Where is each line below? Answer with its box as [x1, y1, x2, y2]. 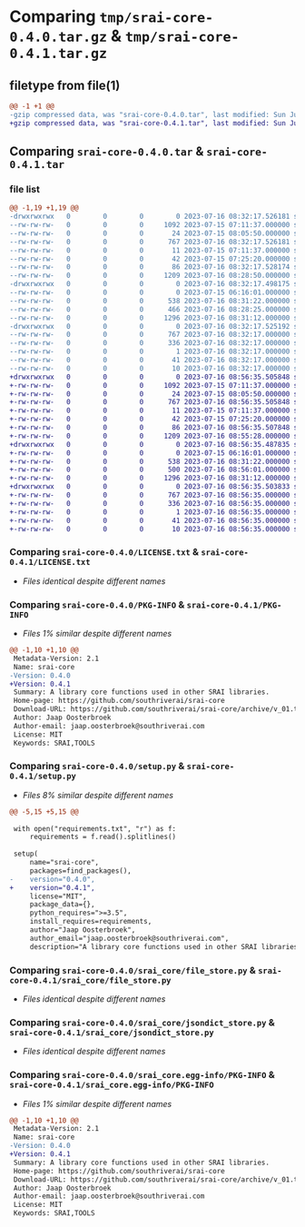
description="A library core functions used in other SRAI [29, 942, 258, 951]
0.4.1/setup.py [9, 771, 77, 782]
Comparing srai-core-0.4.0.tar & [9, 143, 204, 160]
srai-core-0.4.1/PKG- [186, 599, 282, 610]
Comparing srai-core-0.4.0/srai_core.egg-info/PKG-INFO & [9, 1069, 275, 1082]
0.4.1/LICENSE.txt [9, 557, 91, 568]
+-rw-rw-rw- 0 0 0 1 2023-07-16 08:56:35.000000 [9, 507, 290, 517]
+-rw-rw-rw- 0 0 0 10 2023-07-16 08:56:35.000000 [9, 524, 290, 533]
